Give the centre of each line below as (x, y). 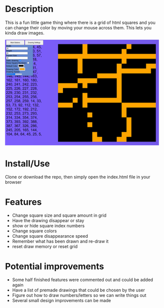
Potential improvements (55, 266)
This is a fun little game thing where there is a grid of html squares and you (80, 22)
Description (29, 9)
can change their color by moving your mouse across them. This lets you (78, 27)
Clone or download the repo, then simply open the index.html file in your (78, 177)
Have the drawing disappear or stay (48, 221)
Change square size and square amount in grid (59, 215)
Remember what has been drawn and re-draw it (60, 241)
